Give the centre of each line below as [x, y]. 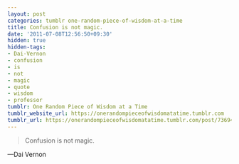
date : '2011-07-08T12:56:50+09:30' [60, 34]
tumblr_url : [25, 120]
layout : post [27, 14]
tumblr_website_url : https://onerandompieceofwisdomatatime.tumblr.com [116, 113]
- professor [25, 101]
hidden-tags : [27, 47]
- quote [19, 87]
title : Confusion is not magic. [55, 27]
